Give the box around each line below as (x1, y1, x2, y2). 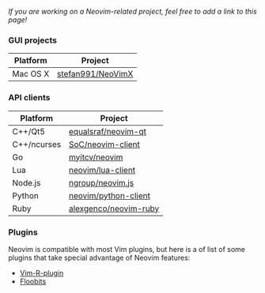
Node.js (12, 177, 41, 188)
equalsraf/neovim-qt (68, 126, 146, 137)
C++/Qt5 (12, 126, 46, 137)
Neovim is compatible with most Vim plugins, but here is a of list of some (8, 244, 245, 254)
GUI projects (8, 35, 58, 46)
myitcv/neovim (68, 152, 123, 163)
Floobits (19, 276, 47, 286)
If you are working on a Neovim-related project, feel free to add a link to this (8, 7, 257, 16)
